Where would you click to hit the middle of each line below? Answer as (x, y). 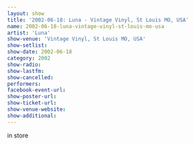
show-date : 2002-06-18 (40, 52)
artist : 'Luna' (29, 33)
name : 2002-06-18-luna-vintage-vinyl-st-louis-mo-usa (86, 26)
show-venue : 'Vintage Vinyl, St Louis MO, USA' (77, 39)
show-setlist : (28, 45)
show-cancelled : (30, 77)
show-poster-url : (32, 97)
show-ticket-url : (32, 103)
